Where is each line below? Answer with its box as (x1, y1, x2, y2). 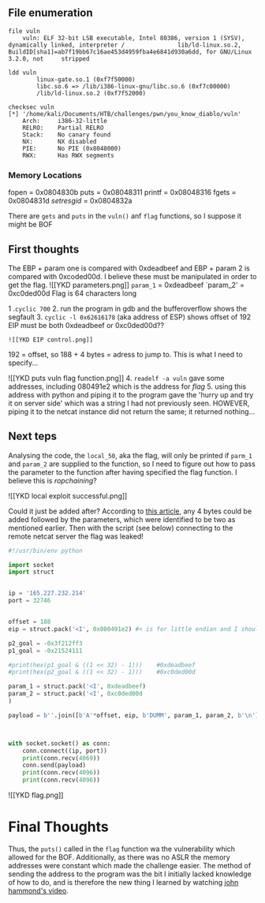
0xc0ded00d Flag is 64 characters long (8, 288, 137, 298)
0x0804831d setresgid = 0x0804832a (8, 196, 132, 206)
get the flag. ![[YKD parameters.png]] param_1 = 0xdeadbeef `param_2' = (8, 280, 244, 289)
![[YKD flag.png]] (8, 790, 64, 800)
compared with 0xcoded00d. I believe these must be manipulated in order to (8, 271, 257, 281)
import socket (8, 561, 55, 569)
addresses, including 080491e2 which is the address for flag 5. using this (8, 382, 247, 391)
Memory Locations (8, 170, 82, 181)
